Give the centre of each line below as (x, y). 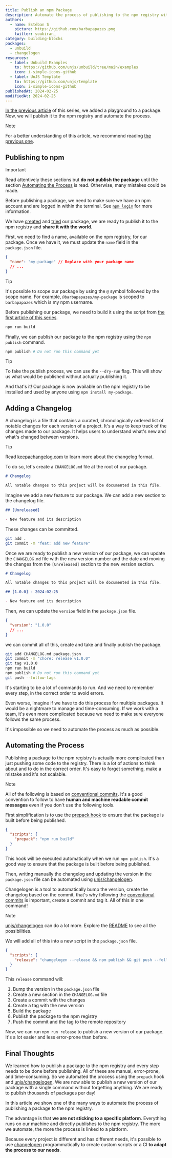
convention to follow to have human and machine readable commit (77, 799)
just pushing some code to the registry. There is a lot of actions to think (80, 763)
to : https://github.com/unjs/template (56, 82)
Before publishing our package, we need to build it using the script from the (85, 312)
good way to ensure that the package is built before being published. (78, 864)
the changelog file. (25, 501)
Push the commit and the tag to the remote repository (69, 1022)
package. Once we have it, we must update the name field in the (72, 242)
